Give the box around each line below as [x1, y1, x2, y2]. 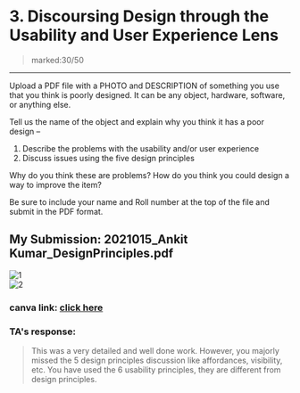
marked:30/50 [30, 54, 85, 65]
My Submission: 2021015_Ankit [9, 232, 188, 247]
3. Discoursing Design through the [9, 6, 270, 27]
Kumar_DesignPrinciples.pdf [9, 246, 174, 261]
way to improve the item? [9, 179, 103, 190]
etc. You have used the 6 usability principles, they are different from [30, 364, 281, 375]
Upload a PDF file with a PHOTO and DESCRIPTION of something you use [9, 80, 279, 91]
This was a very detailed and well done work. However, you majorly [30, 345, 279, 356]
